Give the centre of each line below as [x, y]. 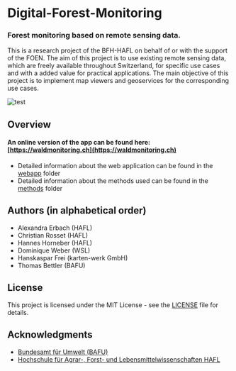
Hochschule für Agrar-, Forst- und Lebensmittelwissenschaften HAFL [119, 359]
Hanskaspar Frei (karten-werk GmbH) [73, 258]
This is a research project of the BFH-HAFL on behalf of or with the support [118, 50]
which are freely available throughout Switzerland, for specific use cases [114, 66]
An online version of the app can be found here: [79, 143]
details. [18, 312]
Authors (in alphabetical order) [77, 211]
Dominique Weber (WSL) [54, 250]
